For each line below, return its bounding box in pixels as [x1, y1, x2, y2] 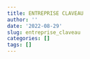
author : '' [7, 16, 38, 23]
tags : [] [7, 41, 32, 48]
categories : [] [7, 35, 50, 42]
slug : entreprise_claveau [7, 28, 80, 36]
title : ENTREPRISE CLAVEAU [7, 9, 84, 17]
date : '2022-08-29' [7, 22, 63, 29]
